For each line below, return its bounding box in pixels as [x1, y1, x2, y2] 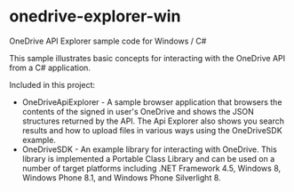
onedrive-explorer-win [9, 6, 181, 27]
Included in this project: [9, 79, 96, 90]
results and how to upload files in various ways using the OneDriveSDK [21, 124, 282, 135]
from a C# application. [9, 62, 91, 73]
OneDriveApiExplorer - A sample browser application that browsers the [21, 96, 282, 108]
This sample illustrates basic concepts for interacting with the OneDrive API [9, 52, 286, 63]
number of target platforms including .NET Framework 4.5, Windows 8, [21, 163, 282, 173]
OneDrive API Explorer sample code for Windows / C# [9, 36, 207, 46]
